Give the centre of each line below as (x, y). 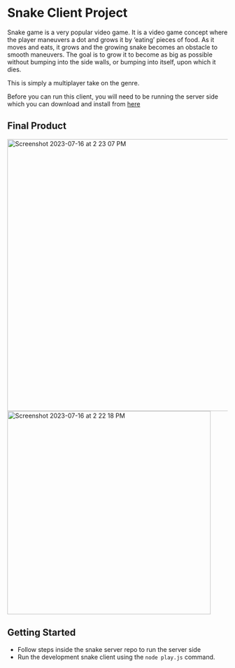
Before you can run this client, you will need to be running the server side (113, 97)
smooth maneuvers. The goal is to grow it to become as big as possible (110, 55)
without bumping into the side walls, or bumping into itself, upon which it (112, 62)
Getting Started (42, 633)
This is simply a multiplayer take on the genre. (73, 83)
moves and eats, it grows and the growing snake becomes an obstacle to (113, 47)
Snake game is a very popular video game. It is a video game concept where (117, 32)
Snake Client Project (67, 13)
